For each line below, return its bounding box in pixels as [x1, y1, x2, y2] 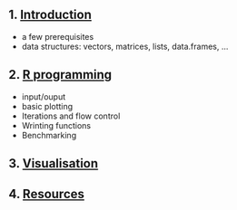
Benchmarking [21, 129, 77, 140]
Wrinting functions [21, 119, 92, 130]
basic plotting [21, 100, 74, 111]
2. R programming [8, 67, 113, 82]
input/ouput [21, 91, 66, 102]
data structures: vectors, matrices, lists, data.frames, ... [21, 41, 229, 52]
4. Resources [8, 186, 85, 202]
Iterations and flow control [21, 110, 121, 121]
